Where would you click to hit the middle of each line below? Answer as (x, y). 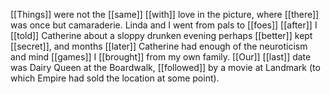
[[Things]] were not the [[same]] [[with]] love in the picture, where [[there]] (165, 14)
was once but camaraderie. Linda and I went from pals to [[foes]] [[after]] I (164, 25)
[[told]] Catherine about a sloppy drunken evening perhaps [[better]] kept (161, 35)
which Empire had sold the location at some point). (115, 78)
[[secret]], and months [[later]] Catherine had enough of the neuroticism (159, 46)
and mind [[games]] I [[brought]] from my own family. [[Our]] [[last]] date (161, 57)
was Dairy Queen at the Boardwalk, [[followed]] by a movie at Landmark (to (165, 67)
